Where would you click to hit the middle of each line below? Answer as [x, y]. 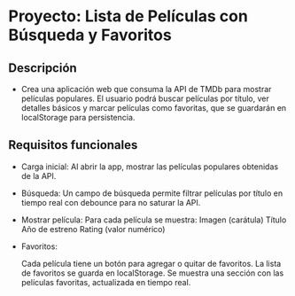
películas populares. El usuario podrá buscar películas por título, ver [145, 98]
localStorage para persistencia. [78, 117]
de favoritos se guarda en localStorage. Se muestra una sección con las [152, 273]
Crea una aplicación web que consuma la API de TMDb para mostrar [146, 89]
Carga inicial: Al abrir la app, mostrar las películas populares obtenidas [150, 167]
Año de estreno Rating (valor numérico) [93, 229]
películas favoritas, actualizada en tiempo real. [106, 282]
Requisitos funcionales [73, 145]
